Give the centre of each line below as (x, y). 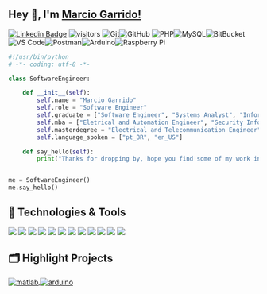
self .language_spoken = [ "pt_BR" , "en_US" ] (110, 137)
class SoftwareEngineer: (49, 79)
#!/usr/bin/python (39, 56)
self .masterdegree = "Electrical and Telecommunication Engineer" (149, 130)
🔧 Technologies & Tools (67, 213)
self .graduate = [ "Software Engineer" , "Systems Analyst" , (137, 115)
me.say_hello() (33, 188)
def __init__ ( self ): (56, 93)
